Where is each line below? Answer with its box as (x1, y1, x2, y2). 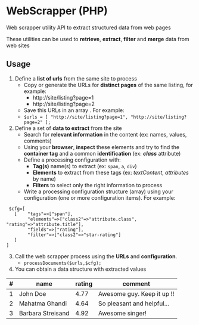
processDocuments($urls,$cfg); (23, 260, 102, 266)
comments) (23, 137, 52, 144)
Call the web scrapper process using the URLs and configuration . (14, 252, 178, 260)
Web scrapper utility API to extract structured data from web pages (6, 24, 171, 31)
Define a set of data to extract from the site (14, 124, 122, 132)
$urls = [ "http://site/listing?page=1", (23, 114, 128, 120)
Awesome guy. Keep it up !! (98, 289, 175, 298)
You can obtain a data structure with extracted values (14, 265, 147, 273)
